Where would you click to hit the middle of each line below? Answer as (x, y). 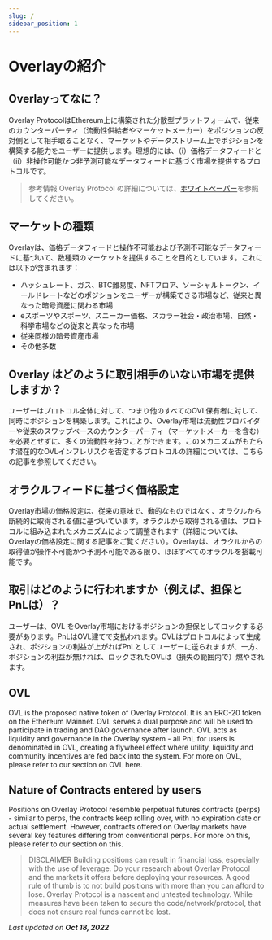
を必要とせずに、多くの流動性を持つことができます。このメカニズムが (125, 441)
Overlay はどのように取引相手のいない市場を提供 (131, 374)
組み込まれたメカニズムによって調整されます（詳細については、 (136, 531)
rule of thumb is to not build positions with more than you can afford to (146, 886)
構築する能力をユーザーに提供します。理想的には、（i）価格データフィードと (135, 151)
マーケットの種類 (51, 226)
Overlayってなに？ (55, 99)
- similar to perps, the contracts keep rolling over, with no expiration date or (135, 818)
